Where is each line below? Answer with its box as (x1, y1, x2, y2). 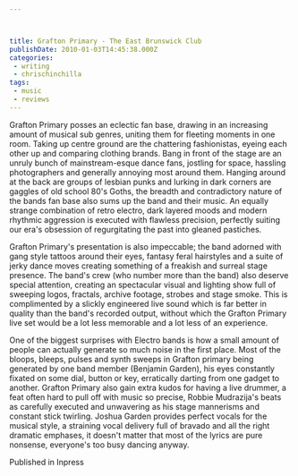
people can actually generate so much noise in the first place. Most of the (9, 344, 282, 354)
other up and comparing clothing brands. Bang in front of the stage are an (9, 148, 282, 158)
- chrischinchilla (13, 70, 82, 79)
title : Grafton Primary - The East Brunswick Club (9, 37, 202, 46)
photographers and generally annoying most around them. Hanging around (9, 166, 286, 177)
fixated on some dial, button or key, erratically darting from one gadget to (9, 372, 280, 383)
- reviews (13, 95, 50, 104)
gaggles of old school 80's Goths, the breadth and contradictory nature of (9, 185, 283, 197)
